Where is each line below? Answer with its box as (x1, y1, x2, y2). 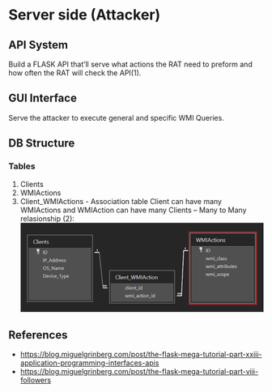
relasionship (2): (19, 213, 75, 224)
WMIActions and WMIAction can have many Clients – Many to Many (19, 205, 247, 215)
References (8, 328, 68, 342)
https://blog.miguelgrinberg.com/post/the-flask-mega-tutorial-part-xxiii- (19, 350, 262, 360)
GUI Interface (8, 92, 77, 105)
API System (8, 38, 69, 52)
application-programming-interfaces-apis (19, 358, 159, 368)
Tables (8, 160, 36, 172)
